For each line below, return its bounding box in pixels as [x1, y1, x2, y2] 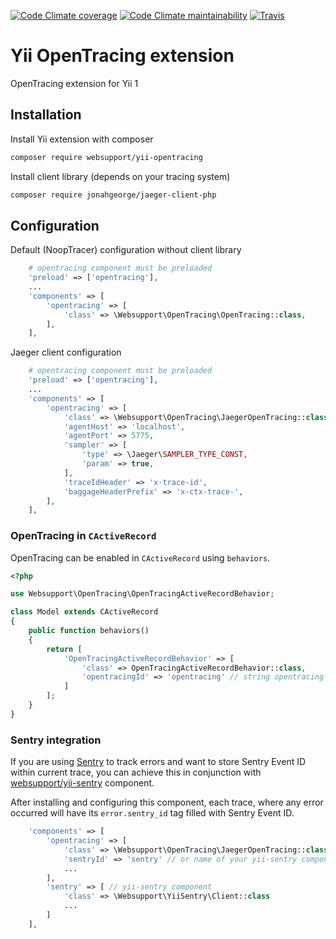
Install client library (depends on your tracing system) [10, 170, 231, 182]
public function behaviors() [28, 626, 150, 636]
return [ [46, 644, 83, 654]
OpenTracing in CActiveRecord [10, 529, 157, 543]
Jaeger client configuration [10, 346, 122, 359]
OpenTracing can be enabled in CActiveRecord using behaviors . [10, 551, 271, 564]
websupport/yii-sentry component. [10, 777, 155, 789]
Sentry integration [10, 733, 102, 747]
